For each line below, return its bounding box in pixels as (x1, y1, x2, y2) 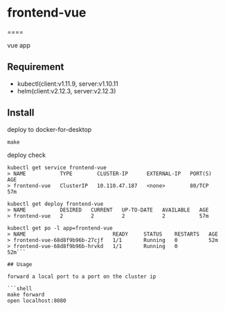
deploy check (7, 151, 46, 159)
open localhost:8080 (7, 297, 67, 304)
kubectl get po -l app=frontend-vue (7, 225, 113, 232)
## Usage (7, 261, 33, 267)
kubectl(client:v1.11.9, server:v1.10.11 (17, 79, 119, 88)
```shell (7, 285, 33, 292)
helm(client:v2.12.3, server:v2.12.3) (17, 86, 116, 95)
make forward (7, 291, 45, 298)
